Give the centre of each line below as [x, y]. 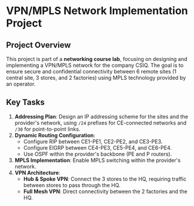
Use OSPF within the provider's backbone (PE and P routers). [98, 154]
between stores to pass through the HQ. [72, 185]
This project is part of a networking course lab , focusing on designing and [97, 59]
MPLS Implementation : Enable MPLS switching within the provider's [98, 160]
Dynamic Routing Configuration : [55, 135]
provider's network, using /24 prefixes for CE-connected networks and [101, 123]
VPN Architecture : [37, 173]
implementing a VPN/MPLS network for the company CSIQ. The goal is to [95, 65]
